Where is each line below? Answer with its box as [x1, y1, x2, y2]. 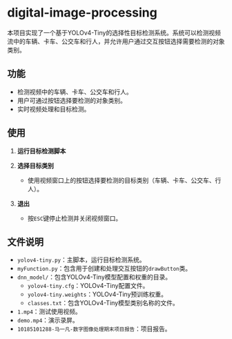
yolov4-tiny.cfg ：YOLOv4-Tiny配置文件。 [27, 282, 149, 290]
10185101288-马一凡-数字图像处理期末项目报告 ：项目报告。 [17, 325, 171, 333]
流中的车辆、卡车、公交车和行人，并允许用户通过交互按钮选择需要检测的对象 [7, 37, 225, 46]
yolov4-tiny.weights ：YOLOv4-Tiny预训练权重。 [27, 290, 168, 298]
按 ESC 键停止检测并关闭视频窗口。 [27, 214, 122, 222]
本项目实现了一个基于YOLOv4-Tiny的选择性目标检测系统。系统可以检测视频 [7, 28, 221, 37]
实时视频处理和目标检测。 [17, 105, 90, 113]
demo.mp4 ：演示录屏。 [17, 316, 79, 325]
